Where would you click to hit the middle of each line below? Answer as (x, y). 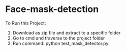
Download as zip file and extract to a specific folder (67, 32)
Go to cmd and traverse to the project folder (59, 38)
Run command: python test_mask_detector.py (60, 43)
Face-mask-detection (52, 9)
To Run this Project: (26, 23)
